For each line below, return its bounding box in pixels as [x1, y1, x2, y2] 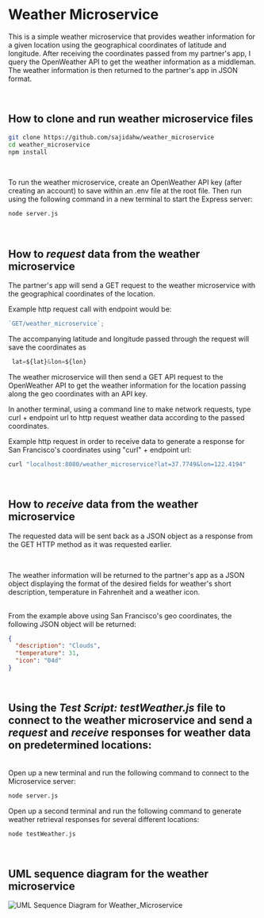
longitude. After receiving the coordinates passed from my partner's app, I [8, 48, 251, 58]
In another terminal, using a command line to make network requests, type [8, 404, 251, 414]
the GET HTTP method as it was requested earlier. [8, 539, 172, 549]
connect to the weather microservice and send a [8, 713, 253, 727]
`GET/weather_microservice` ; [8, 319, 105, 328]
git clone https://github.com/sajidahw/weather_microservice [8, 133, 215, 141]
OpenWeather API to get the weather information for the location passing [8, 381, 247, 390]
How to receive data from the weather [8, 498, 199, 511]
